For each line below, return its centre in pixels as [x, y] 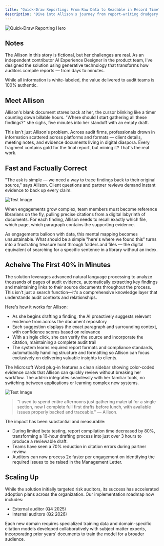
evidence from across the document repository [60, 321]
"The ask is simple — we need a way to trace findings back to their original [80, 180]
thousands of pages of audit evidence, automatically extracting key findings [81, 282]
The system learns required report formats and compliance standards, [83, 347]
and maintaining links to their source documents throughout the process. [78, 287]
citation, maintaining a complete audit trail [54, 342]
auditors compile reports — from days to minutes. [55, 71]
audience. [15, 539]
